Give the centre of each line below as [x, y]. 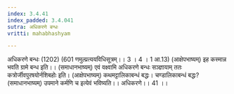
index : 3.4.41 [28, 14]
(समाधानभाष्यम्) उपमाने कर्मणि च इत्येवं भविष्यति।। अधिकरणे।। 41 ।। [88, 83]
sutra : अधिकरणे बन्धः [33, 27]
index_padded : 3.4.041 [40, 20]
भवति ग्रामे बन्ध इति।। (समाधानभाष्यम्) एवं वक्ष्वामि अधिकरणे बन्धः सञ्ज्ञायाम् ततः [95, 67]
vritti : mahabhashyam [39, 33]
